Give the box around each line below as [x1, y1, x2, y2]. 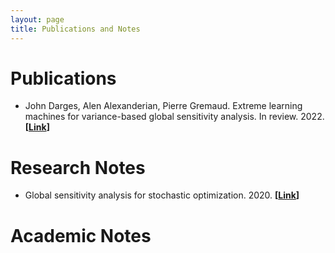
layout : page [10, 14, 65, 25]
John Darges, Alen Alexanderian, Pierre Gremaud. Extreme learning [24, 100, 303, 112]
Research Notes [10, 156, 146, 179]
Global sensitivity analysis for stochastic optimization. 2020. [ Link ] [24, 189, 300, 201]
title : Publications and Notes [10, 24, 141, 34]
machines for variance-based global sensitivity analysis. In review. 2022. [24, 111, 325, 123]
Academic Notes [10, 224, 152, 247]
